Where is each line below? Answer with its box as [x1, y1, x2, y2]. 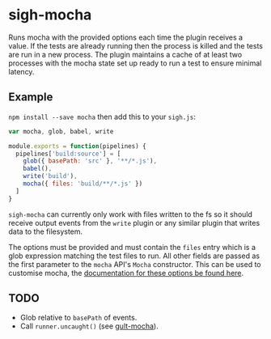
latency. [8, 66, 35, 76]
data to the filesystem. [8, 227, 83, 236]
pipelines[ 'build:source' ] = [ [15, 150, 121, 158]
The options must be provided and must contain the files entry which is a [8, 242, 256, 252]
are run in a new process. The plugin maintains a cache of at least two [8, 49, 243, 59]
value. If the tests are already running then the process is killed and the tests [8, 40, 263, 50]
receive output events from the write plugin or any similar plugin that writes [8, 218, 260, 227]
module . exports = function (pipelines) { [8, 142, 147, 150]
